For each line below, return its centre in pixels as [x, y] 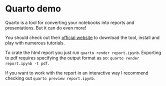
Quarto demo [33, 9]
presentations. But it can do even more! [46, 27]
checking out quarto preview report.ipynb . [50, 78]
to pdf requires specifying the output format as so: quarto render [72, 57]
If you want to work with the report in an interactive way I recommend [77, 72]
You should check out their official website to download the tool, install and [82, 37]
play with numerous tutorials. [35, 42]
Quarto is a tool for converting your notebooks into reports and [70, 22]
